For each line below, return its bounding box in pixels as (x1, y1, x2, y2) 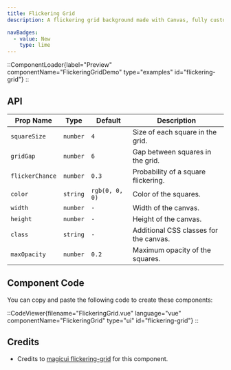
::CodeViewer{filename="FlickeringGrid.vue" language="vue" (7, 309, 181, 317)
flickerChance (10, 172, 57, 180)
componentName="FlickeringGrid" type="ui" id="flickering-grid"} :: (7, 316, 199, 325)
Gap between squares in (133, 147, 212, 156)
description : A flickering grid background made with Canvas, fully (7, 17, 208, 23)
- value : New (13, 35, 51, 42)
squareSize (10, 132, 46, 140)
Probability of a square (133, 167, 206, 176)
